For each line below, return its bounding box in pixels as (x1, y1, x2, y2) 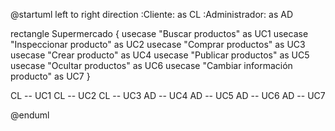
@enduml (10, 109, 50, 121)
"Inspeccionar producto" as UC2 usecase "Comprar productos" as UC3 (10, 39, 306, 50)
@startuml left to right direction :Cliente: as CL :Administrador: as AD (10, 9, 293, 20)
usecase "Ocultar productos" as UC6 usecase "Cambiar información (10, 60, 293, 71)
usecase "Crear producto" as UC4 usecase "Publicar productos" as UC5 (10, 49, 310, 61)
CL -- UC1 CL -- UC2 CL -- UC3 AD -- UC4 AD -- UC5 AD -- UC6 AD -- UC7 (10, 90, 326, 101)
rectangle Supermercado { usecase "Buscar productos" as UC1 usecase (10, 28, 309, 39)
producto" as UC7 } (10, 70, 91, 82)
